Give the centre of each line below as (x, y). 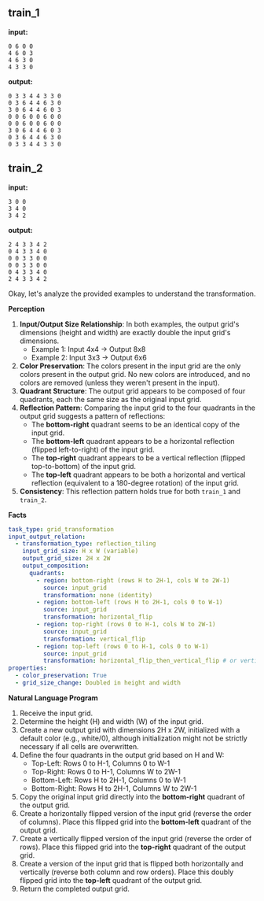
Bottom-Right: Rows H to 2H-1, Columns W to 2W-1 (114, 788)
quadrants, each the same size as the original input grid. (110, 399)
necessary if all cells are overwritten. (79, 746)
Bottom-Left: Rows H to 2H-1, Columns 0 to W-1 (108, 780)
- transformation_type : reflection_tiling (86, 544)
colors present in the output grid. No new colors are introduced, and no (135, 374)
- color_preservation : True (61, 676)
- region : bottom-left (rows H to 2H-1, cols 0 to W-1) (130, 602)
